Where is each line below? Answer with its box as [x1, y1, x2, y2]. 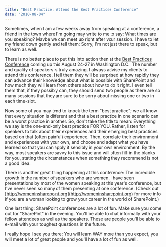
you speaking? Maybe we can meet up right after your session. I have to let [5, 36, 159, 42]
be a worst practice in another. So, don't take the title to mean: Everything [5, 118, 156, 124]
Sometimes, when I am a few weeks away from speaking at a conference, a [5, 25, 160, 31]
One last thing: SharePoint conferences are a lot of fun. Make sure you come [5, 206, 162, 211]
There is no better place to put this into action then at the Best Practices [5, 56, 152, 62]
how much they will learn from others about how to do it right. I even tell [5, 82, 152, 88]
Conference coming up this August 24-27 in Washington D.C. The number [5, 61, 157, 67]
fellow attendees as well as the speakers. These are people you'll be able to [5, 216, 160, 222]
